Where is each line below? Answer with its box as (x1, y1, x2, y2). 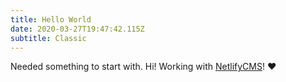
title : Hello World (10, 14, 92, 25)
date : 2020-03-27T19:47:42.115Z (10, 24, 145, 34)
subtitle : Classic (10, 33, 87, 43)
